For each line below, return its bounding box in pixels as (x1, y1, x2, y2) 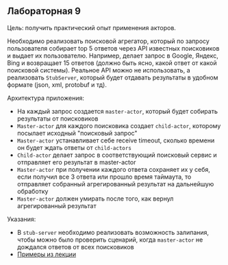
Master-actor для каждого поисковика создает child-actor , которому (16, 121, 221, 129)
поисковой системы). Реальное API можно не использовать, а (7, 66, 190, 74)
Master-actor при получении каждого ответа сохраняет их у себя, (16, 165, 211, 173)
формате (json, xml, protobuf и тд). (7, 80, 107, 88)
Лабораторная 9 (7, 5, 81, 17)
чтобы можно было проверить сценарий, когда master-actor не (16, 236, 203, 244)
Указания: (7, 215, 36, 223)
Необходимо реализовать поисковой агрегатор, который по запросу (7, 37, 210, 45)
